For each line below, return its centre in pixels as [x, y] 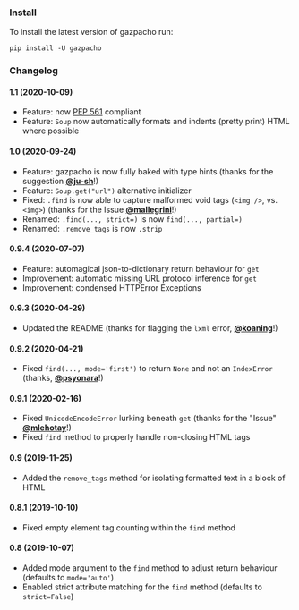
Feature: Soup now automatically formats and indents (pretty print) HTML [156, 122]
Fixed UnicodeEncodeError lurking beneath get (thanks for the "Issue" [149, 419]
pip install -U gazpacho [56, 48]
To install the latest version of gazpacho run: [91, 32]
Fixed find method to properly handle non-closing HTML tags [136, 437]
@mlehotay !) [47, 428]
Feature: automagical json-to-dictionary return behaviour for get [141, 268]
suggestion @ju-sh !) [60, 181]
